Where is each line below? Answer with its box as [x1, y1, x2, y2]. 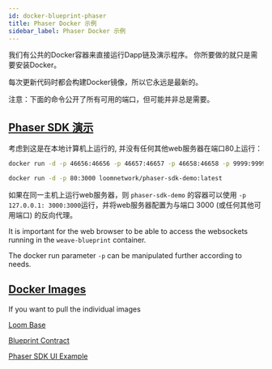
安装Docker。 [15, 60, 62, 70]
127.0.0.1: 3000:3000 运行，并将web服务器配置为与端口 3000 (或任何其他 [8, 200, 255, 210]
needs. [8, 259, 32, 269]
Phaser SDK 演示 [8, 121, 94, 134]
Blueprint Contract [8, 335, 70, 345]
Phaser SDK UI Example [8, 351, 88, 361]
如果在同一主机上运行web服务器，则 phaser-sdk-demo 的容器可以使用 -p [8, 189, 247, 199]
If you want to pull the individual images [8, 304, 142, 314]
